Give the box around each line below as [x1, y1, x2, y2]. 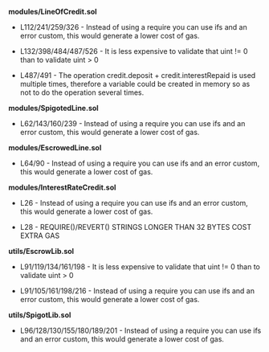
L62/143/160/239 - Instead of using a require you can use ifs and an [19, 119, 246, 128]
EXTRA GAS [19, 231, 60, 240]
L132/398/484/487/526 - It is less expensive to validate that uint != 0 [19, 47, 248, 55]
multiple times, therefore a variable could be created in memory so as [19, 80, 251, 88]
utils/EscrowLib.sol [8, 247, 75, 256]
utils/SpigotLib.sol [8, 310, 71, 320]
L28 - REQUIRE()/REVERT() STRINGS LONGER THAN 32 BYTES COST [19, 223, 252, 231]
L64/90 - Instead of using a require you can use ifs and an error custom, [19, 158, 260, 168]
